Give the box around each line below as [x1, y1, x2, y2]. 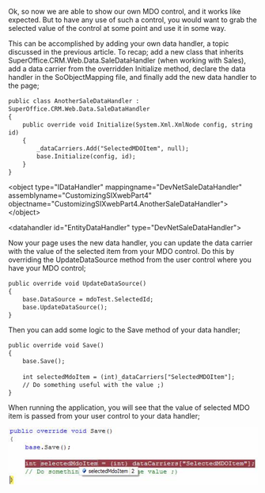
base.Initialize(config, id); [36, 153, 136, 161]
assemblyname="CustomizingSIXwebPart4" [8, 191, 153, 200]
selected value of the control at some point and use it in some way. [8, 24, 227, 32]
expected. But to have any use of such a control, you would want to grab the [8, 15, 257, 25]
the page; [8, 81, 40, 90]
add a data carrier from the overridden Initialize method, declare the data [8, 64, 246, 74]
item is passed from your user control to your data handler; [8, 411, 200, 420]
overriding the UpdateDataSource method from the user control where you [8, 255, 252, 264]
